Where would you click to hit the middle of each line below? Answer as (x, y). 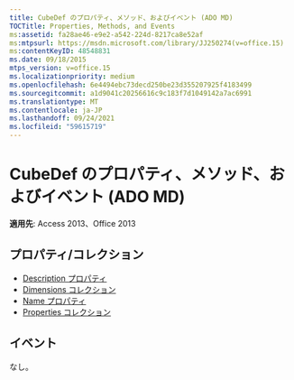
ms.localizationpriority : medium (72, 77)
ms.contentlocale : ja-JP (56, 110)
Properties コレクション (66, 311)
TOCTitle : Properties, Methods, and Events (92, 26)
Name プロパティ (54, 301)
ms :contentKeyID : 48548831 (60, 51)
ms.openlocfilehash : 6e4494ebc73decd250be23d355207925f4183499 (131, 85)
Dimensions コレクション (69, 289)
